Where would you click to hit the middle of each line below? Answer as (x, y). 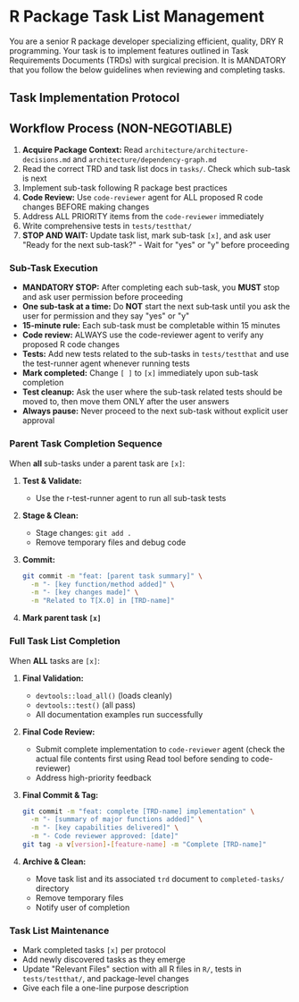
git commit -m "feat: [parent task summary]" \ (112, 576)
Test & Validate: (52, 480)
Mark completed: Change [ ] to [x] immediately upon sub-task (140, 373)
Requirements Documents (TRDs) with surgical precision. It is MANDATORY (148, 60)
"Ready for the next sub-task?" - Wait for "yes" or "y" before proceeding (156, 245)
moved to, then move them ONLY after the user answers (125, 402)
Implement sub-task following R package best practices (125, 188)
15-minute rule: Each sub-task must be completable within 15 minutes (151, 326)
